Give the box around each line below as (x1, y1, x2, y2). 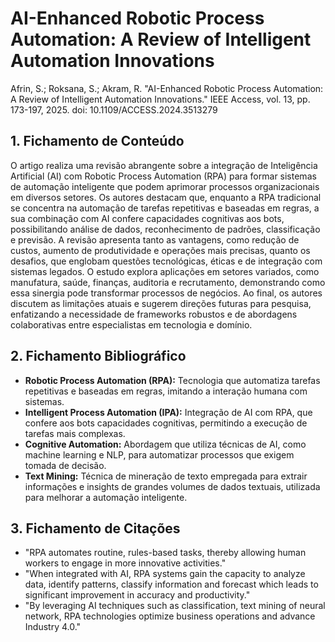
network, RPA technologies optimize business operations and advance (24, 610, 316, 622)
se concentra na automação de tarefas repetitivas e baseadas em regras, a (10, 202, 320, 214)
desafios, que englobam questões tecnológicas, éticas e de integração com (10, 255, 323, 267)
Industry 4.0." (24, 621, 82, 633)
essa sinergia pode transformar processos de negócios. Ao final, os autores (10, 287, 323, 299)
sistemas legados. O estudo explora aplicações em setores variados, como (10, 265, 320, 277)
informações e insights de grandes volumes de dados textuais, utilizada (24, 480, 321, 492)
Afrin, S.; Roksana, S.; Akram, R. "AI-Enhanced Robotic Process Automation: (10, 82, 324, 94)
